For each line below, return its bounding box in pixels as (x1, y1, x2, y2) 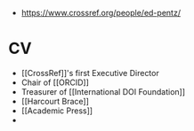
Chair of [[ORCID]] (20, 77, 90, 88)
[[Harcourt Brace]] (20, 96, 90, 106)
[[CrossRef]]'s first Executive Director (20, 67, 159, 78)
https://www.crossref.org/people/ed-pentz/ (20, 8, 182, 18)
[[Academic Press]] (20, 105, 93, 116)
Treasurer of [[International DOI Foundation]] (20, 86, 186, 96)
